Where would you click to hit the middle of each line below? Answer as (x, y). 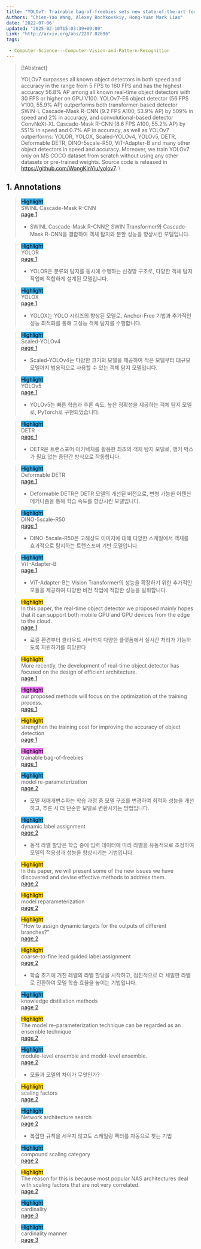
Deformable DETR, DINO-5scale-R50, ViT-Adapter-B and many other (106, 143)
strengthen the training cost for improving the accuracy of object (101, 727)
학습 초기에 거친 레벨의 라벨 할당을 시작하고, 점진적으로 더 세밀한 (105, 975)
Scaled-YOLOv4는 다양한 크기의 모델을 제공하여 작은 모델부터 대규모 (110, 360)
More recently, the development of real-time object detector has (100, 665)
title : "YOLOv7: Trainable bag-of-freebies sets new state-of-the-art (96, 12)
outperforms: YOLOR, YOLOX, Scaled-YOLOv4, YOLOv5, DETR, (98, 136)
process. (32, 702)
